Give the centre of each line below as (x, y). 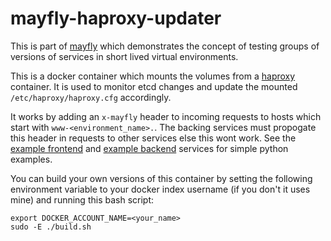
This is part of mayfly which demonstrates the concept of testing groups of (165, 46)
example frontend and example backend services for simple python (149, 148)
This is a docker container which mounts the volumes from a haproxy (153, 76)
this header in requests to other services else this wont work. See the (153, 138)
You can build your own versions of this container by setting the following (161, 178)
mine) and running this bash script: (82, 199)
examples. (31, 159)
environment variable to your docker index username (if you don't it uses (160, 189)
